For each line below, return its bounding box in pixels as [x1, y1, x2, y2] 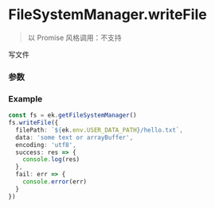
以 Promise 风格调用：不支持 [27, 33, 122, 42]
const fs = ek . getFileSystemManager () [8, 111, 137, 120]
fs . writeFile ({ [8, 119, 59, 127]
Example [8, 93, 43, 104]
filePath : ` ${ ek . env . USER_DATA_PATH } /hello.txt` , [15, 125, 183, 134]
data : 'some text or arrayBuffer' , [15, 133, 134, 141]
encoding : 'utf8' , [15, 141, 77, 148]
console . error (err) [22, 178, 88, 186]
